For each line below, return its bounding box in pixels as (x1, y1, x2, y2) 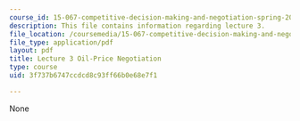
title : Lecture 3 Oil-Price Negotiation (9, 54, 162, 63)
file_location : (9, 29, 66, 38)
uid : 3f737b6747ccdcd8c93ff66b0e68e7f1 (9, 71, 158, 80)
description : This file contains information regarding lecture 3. (9, 21, 266, 30)
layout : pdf (9, 46, 54, 55)
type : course (9, 63, 58, 72)
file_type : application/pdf (9, 37, 114, 47)
